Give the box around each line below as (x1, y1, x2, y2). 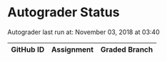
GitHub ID (11, 44, 45, 54)
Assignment (51, 44, 94, 54)
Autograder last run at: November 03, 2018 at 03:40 (7, 28, 160, 36)
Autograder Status (7, 4, 120, 21)
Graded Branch (100, 44, 153, 54)
